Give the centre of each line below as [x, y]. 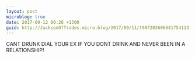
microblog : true [26, 17]
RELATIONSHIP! [25, 50]
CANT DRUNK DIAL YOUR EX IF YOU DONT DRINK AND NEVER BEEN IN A [96, 44]
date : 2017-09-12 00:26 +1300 [43, 22]
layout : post [22, 11]
